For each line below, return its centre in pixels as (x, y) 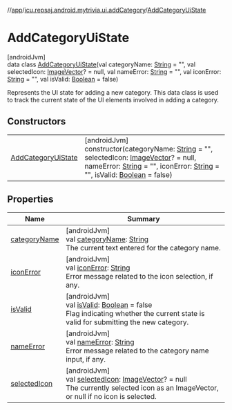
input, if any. (85, 359)
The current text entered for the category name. (143, 248)
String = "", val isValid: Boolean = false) (63, 79)
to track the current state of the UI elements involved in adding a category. (113, 100)
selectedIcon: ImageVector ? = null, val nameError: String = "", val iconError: (114, 71)
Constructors (37, 121)
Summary (144, 218)
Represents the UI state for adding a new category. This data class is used (113, 92)
